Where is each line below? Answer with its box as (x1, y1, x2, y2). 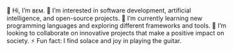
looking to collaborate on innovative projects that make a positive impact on (6, 29, 225, 37)
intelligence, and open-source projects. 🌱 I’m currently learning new (6, 14, 203, 22)
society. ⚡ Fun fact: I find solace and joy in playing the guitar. (6, 37, 182, 44)
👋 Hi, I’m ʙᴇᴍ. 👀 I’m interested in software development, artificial (6, 6, 192, 15)
